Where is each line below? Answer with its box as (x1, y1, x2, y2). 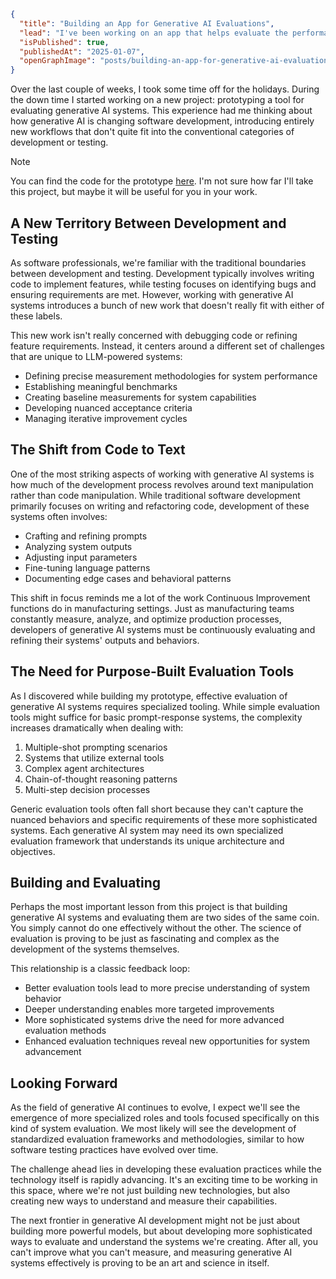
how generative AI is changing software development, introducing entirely (10, 115, 315, 127)
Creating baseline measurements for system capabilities (24, 391, 257, 403)
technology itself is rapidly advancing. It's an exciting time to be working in (10, 1174, 318, 1186)
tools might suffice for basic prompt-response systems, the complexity (10, 711, 303, 723)
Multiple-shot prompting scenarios (24, 741, 168, 753)
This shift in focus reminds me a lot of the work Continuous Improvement (10, 591, 311, 604)
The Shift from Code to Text (10, 441, 186, 459)
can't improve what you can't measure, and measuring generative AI (10, 1246, 293, 1259)
